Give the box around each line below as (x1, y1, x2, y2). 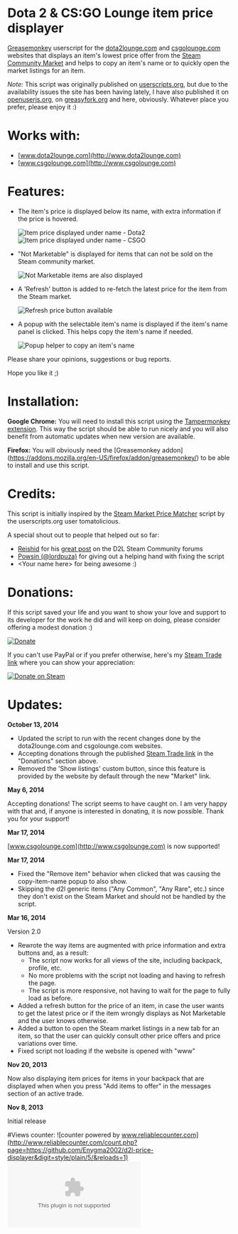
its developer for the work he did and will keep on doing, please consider (7, 615, 221, 624)
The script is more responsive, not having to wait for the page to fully (28, 986, 231, 995)
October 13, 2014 (7, 720, 59, 729)
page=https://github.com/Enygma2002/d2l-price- (7, 1145, 154, 1154)
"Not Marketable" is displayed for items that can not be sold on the (17, 249, 213, 258)
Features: (7, 183, 65, 200)
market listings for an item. (7, 66, 85, 75)
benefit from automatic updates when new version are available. (7, 432, 195, 440)
